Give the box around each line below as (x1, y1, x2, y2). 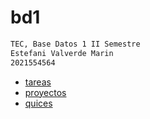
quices (24, 97, 53, 109)
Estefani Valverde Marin (10, 48, 114, 58)
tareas (24, 76, 52, 88)
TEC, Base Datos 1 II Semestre (10, 39, 141, 49)
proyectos (24, 86, 67, 98)
